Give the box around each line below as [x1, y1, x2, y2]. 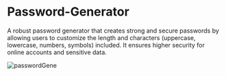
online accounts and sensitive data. [7, 48, 108, 56]
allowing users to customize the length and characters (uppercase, [7, 33, 197, 41]
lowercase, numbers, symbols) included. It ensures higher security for [7, 41, 205, 49]
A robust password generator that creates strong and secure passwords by [7, 26, 219, 35]
